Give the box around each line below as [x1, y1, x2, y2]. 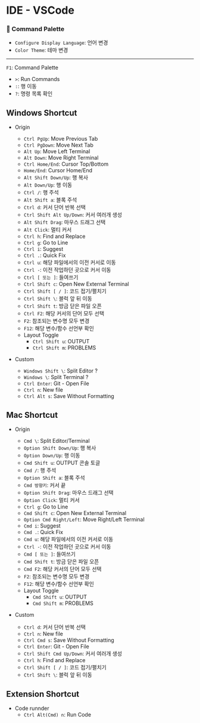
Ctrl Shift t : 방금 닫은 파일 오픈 [23, 302, 102, 310]
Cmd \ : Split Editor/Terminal [23, 437, 90, 445]
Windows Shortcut [6, 108, 77, 118]
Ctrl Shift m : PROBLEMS [32, 344, 96, 352]
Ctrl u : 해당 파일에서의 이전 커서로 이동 [23, 259, 116, 266]
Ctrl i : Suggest [23, 246, 64, 253]
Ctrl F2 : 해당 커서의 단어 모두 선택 [23, 310, 105, 317]
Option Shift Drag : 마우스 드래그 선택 [23, 489, 114, 497]
